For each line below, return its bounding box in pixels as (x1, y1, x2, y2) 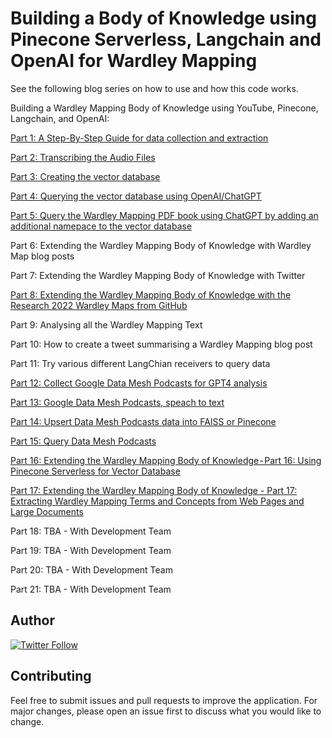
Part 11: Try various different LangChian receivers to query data (10, 357, 271, 369)
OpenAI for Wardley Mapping (10, 50, 258, 72)
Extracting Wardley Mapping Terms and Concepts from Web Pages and (10, 495, 305, 507)
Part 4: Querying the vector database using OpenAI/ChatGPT (10, 190, 262, 202)
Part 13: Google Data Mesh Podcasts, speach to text (10, 396, 225, 408)
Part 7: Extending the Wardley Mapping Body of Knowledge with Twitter (10, 269, 306, 281)
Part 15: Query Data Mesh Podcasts (10, 435, 157, 447)
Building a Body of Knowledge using (10, 7, 317, 30)
